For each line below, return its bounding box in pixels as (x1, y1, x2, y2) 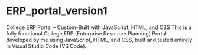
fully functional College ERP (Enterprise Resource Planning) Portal (6, 30, 167, 37)
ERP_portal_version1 (6, 4, 108, 18)
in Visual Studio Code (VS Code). (6, 43, 87, 50)
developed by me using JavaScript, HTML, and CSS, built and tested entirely (6, 36, 193, 43)
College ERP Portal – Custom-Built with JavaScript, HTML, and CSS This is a (6, 24, 192, 31)
